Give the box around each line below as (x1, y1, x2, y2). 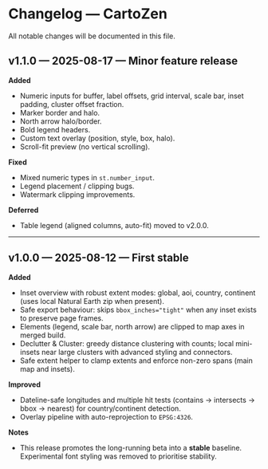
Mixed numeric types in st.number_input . (19, 172, 156, 182)
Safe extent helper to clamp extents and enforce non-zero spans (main (19, 356, 253, 365)
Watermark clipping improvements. (19, 189, 136, 199)
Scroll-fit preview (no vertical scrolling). (19, 141, 150, 152)
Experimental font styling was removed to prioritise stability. (19, 451, 217, 461)
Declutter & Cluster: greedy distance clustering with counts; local (19, 338, 234, 348)
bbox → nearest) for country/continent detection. (19, 404, 181, 413)
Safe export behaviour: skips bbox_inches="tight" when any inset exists (19, 305, 257, 314)
